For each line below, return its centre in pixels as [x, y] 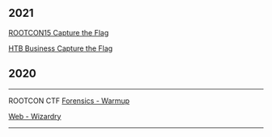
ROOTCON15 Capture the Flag [59, 32]
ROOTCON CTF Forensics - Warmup [69, 101]
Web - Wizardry [35, 116]
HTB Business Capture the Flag [61, 48]
